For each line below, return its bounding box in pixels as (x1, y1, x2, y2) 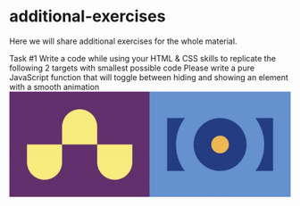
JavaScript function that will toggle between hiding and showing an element (9, 71, 288, 82)
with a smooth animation (9, 81, 100, 92)
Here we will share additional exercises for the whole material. (9, 36, 237, 46)
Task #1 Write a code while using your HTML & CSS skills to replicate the (9, 53, 277, 63)
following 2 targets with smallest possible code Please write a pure (9, 62, 255, 73)
